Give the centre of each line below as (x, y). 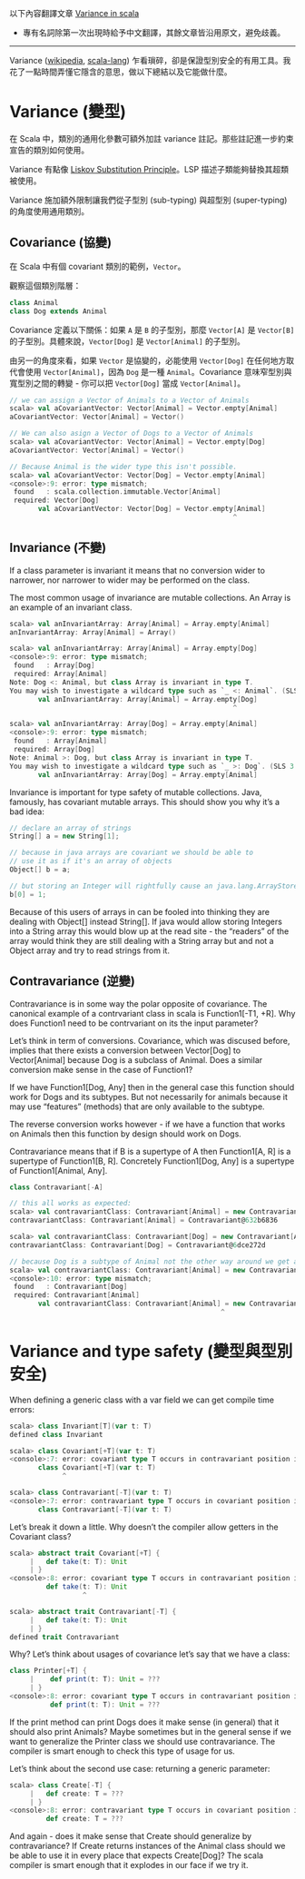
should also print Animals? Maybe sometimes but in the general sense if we (151, 1731)
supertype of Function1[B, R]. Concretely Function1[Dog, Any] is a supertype (152, 1161)
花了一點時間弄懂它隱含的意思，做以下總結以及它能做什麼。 (121, 72)
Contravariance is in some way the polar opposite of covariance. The (138, 1003)
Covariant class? (40, 1536)
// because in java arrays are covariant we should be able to (132, 853)
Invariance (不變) (58, 548)
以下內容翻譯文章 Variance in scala (74, 13)
